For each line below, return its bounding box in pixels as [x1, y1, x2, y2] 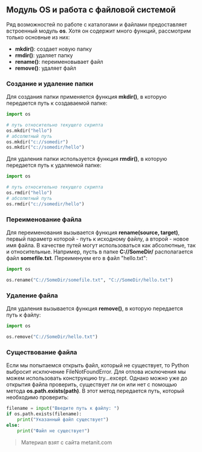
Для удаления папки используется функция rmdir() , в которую [6, 155, 167, 163]
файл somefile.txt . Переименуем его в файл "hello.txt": [6, 255, 148, 262]
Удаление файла [6, 291, 58, 300]
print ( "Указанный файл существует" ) [17, 416, 109, 423]
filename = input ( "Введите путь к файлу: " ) [6, 406, 120, 412]
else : [6, 422, 20, 428]
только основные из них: [6, 33, 70, 41]
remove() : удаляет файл [14, 64, 76, 72]
